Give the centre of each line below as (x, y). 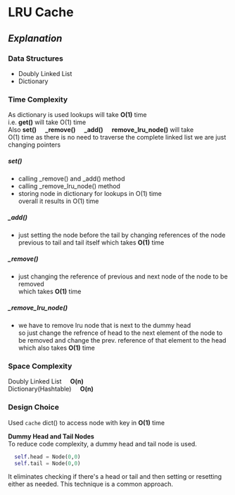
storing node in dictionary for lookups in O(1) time (90, 194)
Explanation (35, 38)
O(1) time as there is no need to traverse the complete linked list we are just (117, 137)
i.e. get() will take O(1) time (47, 122)
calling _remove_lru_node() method (69, 186)
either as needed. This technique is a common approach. (91, 484)
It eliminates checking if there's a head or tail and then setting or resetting (115, 477)
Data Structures (36, 59)
